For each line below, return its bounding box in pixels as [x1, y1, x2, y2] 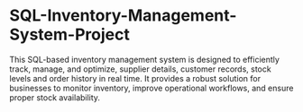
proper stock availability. [9, 91, 101, 103]
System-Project [9, 24, 131, 45]
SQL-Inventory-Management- [9, 5, 237, 26]
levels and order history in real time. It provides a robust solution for [9, 73, 262, 83]
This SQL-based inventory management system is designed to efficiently [9, 54, 280, 65]
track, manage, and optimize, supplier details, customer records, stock [9, 64, 272, 74]
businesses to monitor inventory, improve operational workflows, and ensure [9, 82, 294, 93]
